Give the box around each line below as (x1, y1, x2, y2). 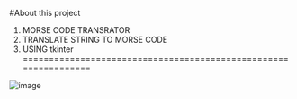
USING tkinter (22, 44, 74, 54)
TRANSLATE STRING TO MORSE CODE (22, 35, 168, 45)
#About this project (9, 8, 81, 18)
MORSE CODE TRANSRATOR (22, 25, 130, 35)
